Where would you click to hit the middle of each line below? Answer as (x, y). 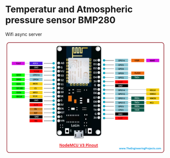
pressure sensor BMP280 (61, 20)
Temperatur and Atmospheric (69, 9)
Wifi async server (24, 34)
